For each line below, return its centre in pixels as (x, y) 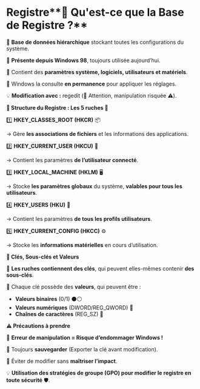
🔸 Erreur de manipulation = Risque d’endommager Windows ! (85, 337)
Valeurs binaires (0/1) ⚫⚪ (48, 299)
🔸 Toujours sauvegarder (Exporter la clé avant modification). (82, 349)
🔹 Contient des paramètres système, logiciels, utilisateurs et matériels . (97, 72)
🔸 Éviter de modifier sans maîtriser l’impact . (62, 361)
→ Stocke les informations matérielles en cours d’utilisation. (82, 245)
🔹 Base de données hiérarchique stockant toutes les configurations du (95, 42)
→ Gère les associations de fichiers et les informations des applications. (98, 134)
